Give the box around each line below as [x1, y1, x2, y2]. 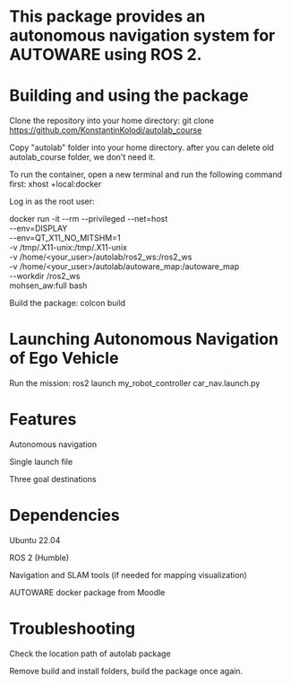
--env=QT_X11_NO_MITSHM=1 [9, 233, 121, 243]
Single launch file [9, 456, 73, 467]
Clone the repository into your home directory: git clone [9, 115, 215, 127]
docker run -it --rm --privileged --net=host [9, 214, 168, 224]
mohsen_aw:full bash [9, 280, 88, 291]
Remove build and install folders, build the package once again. [9, 665, 244, 676]
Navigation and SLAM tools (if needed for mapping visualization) [9, 569, 248, 580]
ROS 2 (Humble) [9, 552, 70, 563]
